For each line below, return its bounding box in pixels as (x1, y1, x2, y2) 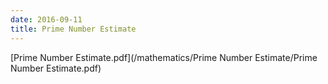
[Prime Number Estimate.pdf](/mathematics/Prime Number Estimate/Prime (10, 51, 318, 63)
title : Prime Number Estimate (10, 24, 137, 34)
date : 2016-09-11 (10, 14, 83, 25)
